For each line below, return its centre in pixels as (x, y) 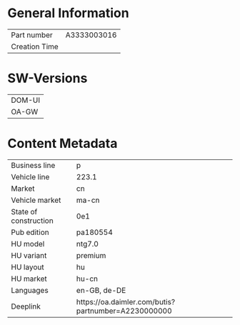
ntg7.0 (87, 244)
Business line (33, 165)
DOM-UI (26, 100)
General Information (69, 13)
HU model (28, 244)
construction (32, 221)
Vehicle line (30, 176)
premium (91, 255)
